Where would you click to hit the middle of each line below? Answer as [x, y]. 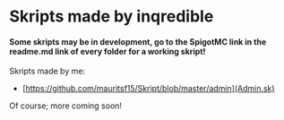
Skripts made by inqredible [112, 17]
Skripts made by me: [47, 71]
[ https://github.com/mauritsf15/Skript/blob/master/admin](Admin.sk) [148, 89]
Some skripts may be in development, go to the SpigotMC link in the [138, 41]
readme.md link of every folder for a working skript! [108, 51]
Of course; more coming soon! [66, 106]
